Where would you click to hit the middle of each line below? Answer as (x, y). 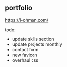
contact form (25, 49)
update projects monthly (37, 44)
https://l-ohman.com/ (27, 20)
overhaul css (25, 60)
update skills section (33, 39)
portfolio (19, 8)
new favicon (25, 55)
